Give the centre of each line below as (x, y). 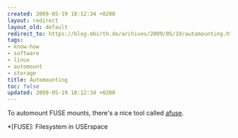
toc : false (23, 86)
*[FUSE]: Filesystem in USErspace (58, 127)
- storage (22, 73)
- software (23, 54)
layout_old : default (38, 27)
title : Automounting (38, 80)
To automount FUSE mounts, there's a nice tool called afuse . (96, 113)
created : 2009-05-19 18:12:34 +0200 (61, 14)
